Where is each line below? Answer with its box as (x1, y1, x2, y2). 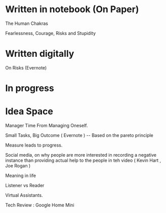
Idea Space (5, 105, 54, 117)
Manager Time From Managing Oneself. (5, 123, 88, 128)
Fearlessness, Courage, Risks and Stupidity (5, 30, 96, 36)
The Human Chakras (5, 20, 49, 26)
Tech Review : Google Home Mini (5, 202, 74, 208)
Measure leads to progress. (5, 142, 63, 148)
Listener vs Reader (5, 183, 45, 188)
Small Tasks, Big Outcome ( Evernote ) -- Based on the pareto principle (5, 132, 153, 138)
